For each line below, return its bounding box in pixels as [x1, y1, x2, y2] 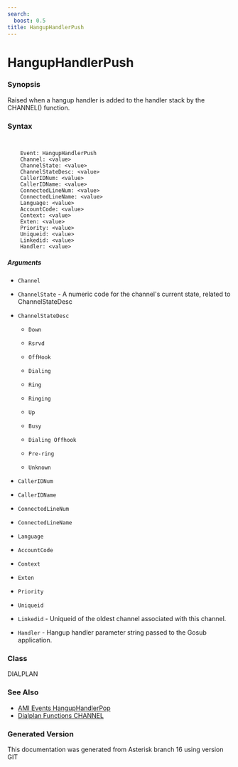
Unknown [28, 464, 51, 472]
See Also [7, 687, 39, 697]
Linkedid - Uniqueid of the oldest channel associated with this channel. [17, 615, 227, 623]
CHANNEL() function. [7, 103, 70, 112]
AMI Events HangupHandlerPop [17, 704, 111, 712]
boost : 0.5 [13, 17, 46, 24]
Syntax [7, 121, 33, 131]
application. [17, 636, 53, 645]
